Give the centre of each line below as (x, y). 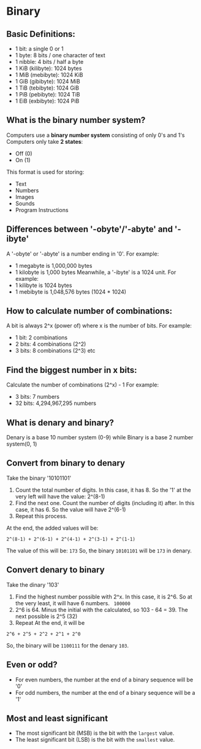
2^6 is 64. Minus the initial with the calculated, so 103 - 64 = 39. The (101, 610)
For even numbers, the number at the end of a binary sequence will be (104, 680)
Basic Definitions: (41, 34)
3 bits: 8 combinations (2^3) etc (55, 351)
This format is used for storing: (45, 172)
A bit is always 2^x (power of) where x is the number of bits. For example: (99, 326)
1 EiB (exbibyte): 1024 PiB (47, 101)
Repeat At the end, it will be (50, 622)
